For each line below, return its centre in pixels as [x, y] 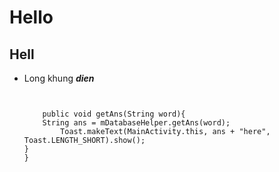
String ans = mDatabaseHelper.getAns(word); [136, 123]
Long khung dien [59, 78]
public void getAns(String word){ [114, 114]
